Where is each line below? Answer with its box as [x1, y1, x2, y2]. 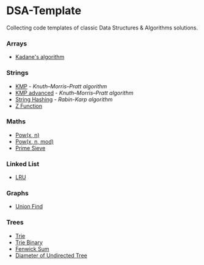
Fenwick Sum [15, 245, 49, 252]
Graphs [6, 189, 29, 198]
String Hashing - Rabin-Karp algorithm [15, 96, 113, 103]
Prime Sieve [15, 144, 46, 152]
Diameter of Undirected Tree [15, 252, 87, 259]
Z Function [15, 102, 43, 109]
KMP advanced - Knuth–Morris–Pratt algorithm [15, 89, 134, 96]
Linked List [6, 159, 40, 168]
